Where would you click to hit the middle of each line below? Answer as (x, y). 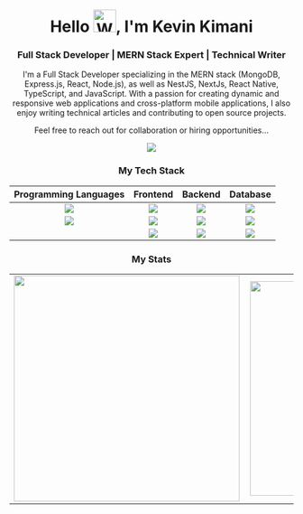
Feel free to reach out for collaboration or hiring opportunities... (151, 130)
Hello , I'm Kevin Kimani (151, 27)
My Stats (151, 259)
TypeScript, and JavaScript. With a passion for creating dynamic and (151, 94)
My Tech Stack (151, 171)
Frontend (154, 194)
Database (251, 194)
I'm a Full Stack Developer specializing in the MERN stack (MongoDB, (151, 75)
